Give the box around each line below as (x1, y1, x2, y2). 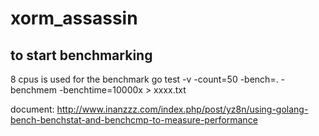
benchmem (10, 84, 57, 96)
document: (10, 103, 55, 115)
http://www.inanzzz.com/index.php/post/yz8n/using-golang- (56, 103, 309, 115)
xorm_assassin (10, 7, 138, 30)
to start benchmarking (10, 47, 153, 64)
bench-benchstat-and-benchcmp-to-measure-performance (10, 114, 258, 126)
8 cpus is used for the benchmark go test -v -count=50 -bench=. (10, 73, 279, 85)
